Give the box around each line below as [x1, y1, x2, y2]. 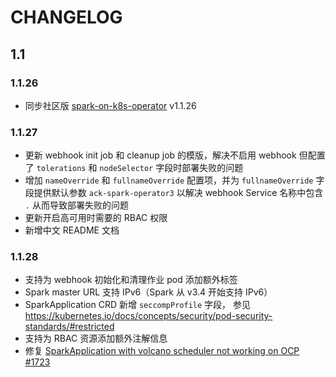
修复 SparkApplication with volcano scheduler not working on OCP [24, 345, 300, 357]
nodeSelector [99, 164, 154, 174]
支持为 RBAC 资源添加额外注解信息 [24, 332, 168, 345]
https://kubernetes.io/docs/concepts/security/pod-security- [24, 310, 273, 322]
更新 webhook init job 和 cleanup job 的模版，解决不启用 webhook [24, 149, 297, 161]
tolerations [36, 164, 87, 174]
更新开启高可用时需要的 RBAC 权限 [24, 212, 168, 224]
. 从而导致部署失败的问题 [24, 199, 129, 211]
